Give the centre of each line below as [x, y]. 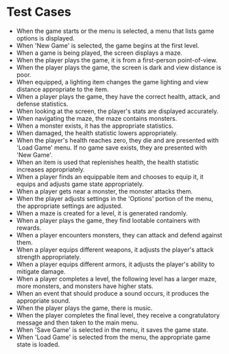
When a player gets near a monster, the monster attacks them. [105, 191]
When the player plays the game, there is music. [84, 308]
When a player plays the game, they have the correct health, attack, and [118, 96]
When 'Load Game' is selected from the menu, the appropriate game [113, 337]
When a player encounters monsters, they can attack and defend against [119, 235]
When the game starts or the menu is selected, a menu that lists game [115, 31]
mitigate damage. [41, 271]
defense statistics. [42, 104]
